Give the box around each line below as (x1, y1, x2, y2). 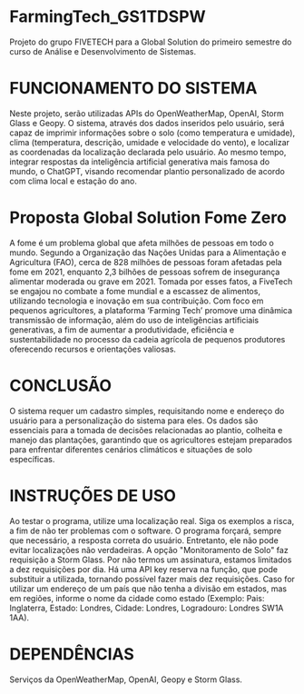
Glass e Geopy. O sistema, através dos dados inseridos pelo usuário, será (9, 117, 285, 128)
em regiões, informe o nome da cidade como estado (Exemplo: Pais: (9, 592, 265, 603)
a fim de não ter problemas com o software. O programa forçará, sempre (9, 525, 282, 536)
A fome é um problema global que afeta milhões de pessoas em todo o (9, 237, 274, 248)
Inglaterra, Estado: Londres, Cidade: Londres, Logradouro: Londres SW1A (9, 602, 284, 613)
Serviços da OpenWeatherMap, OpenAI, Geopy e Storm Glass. (9, 674, 243, 685)
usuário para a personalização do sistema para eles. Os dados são (9, 415, 259, 426)
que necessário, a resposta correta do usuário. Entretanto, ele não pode (9, 534, 279, 546)
